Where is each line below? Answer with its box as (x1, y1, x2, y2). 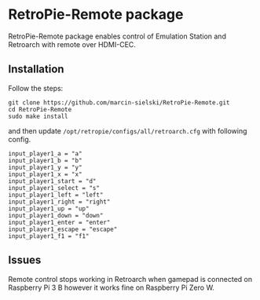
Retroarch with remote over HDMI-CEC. (8, 39, 136, 49)
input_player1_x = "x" (8, 170, 82, 178)
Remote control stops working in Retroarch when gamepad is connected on (8, 274, 253, 284)
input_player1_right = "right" (8, 198, 111, 206)
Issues (8, 254, 42, 267)
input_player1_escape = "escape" (8, 225, 118, 233)
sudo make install (8, 112, 68, 120)
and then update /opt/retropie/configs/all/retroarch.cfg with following (8, 126, 247, 135)
